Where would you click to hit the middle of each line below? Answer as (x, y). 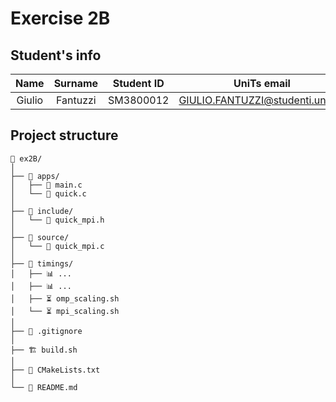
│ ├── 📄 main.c (46, 185)
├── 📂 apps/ (35, 176)
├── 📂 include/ (42, 211)
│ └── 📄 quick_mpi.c (57, 246)
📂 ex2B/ (26, 158)
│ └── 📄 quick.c (48, 193)
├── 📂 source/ (40, 237)
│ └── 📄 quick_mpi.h (57, 220)
